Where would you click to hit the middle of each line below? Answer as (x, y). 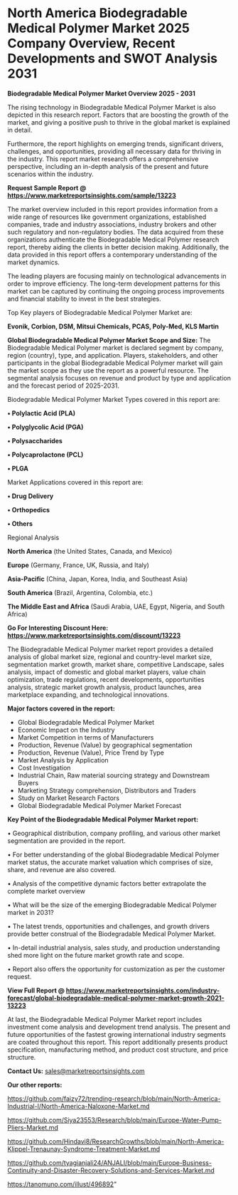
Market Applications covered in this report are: (75, 482)
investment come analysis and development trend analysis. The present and (119, 1027)
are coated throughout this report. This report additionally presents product (118, 1042)
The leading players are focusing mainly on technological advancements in (117, 276)
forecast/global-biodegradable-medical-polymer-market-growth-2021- (116, 998)
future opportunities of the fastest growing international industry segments (117, 1034)
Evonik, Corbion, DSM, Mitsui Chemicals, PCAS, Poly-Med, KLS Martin (113, 326)
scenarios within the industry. (50, 174)
